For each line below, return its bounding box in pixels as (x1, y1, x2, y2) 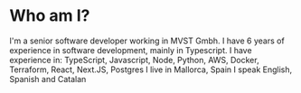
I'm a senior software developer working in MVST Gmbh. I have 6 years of (9, 35, 285, 46)
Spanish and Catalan (9, 73, 87, 84)
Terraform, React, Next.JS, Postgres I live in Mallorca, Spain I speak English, (9, 64, 293, 75)
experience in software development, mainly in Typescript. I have (9, 44, 252, 55)
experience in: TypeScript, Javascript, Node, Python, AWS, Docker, (9, 54, 259, 65)
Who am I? (9, 5, 90, 26)
